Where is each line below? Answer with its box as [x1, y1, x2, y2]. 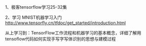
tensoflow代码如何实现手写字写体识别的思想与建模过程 [5, 36, 116, 42]
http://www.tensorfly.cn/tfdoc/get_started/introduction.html [5, 20, 126, 26]
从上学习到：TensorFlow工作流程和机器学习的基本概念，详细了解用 [5, 30, 142, 35]
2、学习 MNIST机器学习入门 [5, 15, 62, 20]
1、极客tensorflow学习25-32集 [5, 4, 68, 10]
